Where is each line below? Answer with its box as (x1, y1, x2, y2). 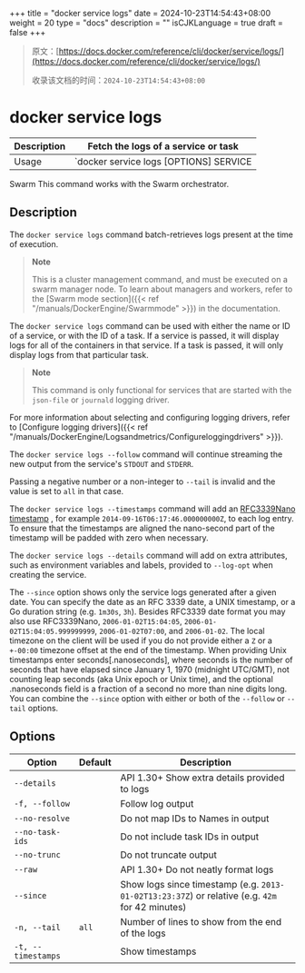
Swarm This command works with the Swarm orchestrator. (9, 178, 230, 189)
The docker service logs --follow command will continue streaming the (9, 449, 283, 460)
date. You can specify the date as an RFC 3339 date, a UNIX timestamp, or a (9, 596, 296, 607)
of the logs (120, 927, 166, 939)
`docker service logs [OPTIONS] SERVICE (74, 154, 252, 167)
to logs (120, 782, 150, 795)
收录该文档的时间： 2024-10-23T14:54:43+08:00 (31, 74, 206, 85)
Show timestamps (120, 945, 197, 958)
